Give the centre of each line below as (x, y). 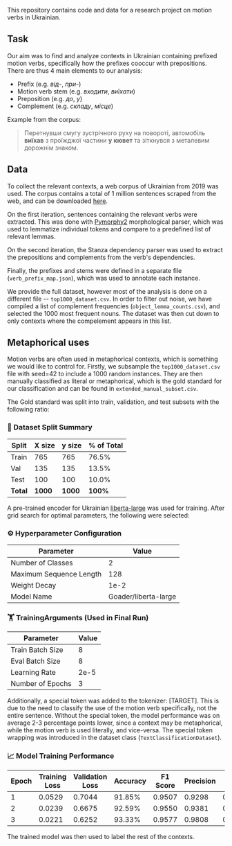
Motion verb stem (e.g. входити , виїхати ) (76, 91)
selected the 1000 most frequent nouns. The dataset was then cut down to (113, 313)
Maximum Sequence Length (56, 574)
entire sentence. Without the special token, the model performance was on (114, 716)
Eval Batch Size (36, 661)
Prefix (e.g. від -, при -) (49, 84)
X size (45, 445)
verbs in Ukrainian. (34, 17)
